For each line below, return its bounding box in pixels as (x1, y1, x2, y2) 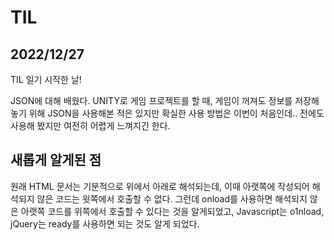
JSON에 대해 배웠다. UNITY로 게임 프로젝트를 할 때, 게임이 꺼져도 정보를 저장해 (10, 95, 320, 106)
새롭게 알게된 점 (10, 152, 102, 169)
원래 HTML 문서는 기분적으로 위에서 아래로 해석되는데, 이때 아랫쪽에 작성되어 (10, 180, 310, 192)
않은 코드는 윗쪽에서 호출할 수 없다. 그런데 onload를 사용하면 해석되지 (36, 192, 308, 205)
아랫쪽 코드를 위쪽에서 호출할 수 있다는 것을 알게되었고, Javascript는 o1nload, (20, 205, 325, 217)
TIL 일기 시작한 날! (10, 74, 82, 85)
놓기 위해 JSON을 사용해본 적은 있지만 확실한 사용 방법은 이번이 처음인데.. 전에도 (10, 107, 325, 119)
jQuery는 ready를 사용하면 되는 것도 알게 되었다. (10, 217, 200, 230)
